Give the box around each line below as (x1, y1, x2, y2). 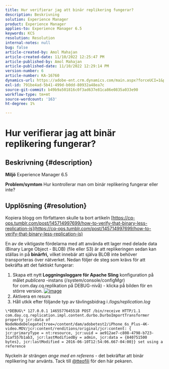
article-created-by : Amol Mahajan (5, 49, 78, 55)
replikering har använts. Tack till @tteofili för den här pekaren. (5, 358, 133, 364)
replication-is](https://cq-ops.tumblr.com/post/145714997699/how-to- (5, 225, 151, 231)
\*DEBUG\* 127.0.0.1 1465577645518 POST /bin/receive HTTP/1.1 (5, 308, 141, 313)
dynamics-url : (5, 78, 35, 83)
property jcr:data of (5, 317, 51, 322)
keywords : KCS (5, 31, 35, 36)
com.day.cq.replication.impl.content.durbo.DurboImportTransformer (5, 312, 150, 318)
